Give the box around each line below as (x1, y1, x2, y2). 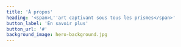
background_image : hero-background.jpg (6, 32, 108, 38)
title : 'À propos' (6, 9, 53, 15)
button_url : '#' (6, 26, 48, 32)
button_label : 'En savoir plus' (6, 20, 88, 26)
